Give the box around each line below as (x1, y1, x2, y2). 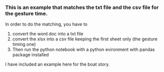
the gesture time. (5, 10, 48, 17)
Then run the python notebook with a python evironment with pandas (12, 46, 155, 53)
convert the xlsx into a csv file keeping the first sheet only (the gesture (12, 36, 158, 42)
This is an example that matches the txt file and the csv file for (5, 4, 159, 11)
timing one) (12, 41, 36, 47)
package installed (12, 52, 49, 58)
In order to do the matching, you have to (5, 21, 88, 27)
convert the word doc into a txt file (12, 31, 84, 37)
